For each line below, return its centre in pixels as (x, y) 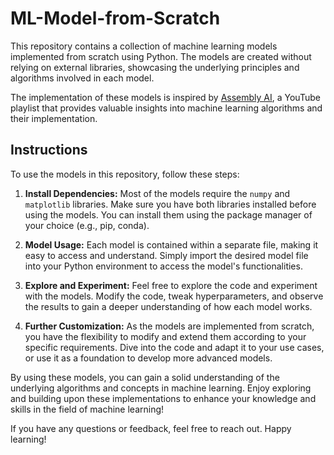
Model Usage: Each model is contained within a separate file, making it (171, 244)
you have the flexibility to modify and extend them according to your (165, 336)
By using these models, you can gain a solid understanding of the (145, 377)
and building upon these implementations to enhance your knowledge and (163, 398)
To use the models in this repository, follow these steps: (125, 174)
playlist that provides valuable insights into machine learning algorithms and (166, 108)
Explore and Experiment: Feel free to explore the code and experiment (171, 285)
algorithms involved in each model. (82, 78)
